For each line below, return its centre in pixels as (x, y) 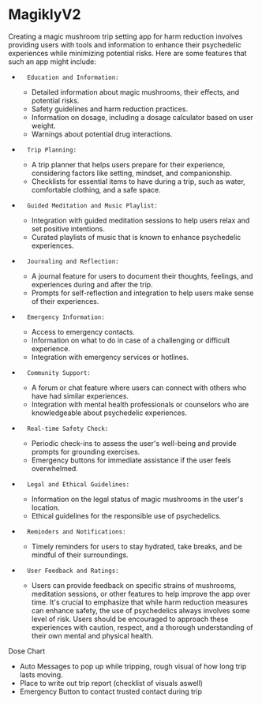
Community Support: (59, 373)
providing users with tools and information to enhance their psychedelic (125, 44)
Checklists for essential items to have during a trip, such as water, (138, 181)
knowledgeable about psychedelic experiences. (109, 413)
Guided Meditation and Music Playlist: (92, 206)
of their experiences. (65, 301)
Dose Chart (27, 651)
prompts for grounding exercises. (86, 451)
